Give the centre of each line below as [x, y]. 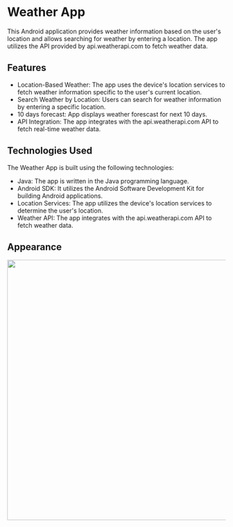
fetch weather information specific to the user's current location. [110, 92]
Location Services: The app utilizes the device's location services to [114, 203]
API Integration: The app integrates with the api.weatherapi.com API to [118, 122]
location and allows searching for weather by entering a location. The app [112, 38]
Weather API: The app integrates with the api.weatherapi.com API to [114, 218]
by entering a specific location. [61, 107]
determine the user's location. [60, 210]
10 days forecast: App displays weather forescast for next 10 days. [112, 114]
